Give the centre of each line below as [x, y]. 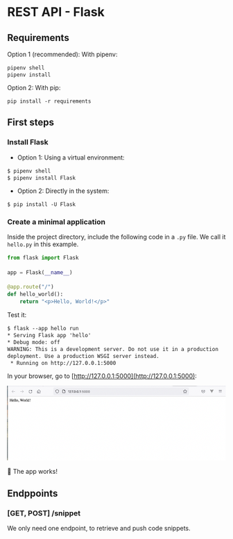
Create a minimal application [57, 221]
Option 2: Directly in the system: [63, 191]
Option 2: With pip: [34, 88]
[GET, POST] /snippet [44, 513]
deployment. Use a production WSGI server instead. [83, 357]
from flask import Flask [43, 257]
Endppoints [33, 493]
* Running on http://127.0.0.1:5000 [63, 363]
